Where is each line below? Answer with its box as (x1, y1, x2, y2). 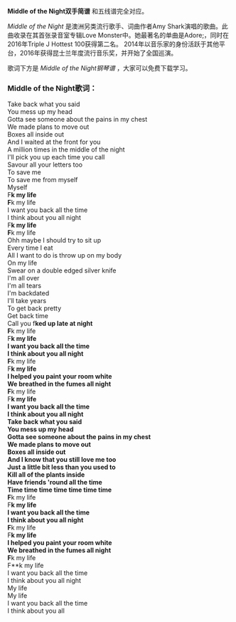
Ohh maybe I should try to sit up (7, 236, 102, 245)
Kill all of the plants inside (7, 470, 85, 479)
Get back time (7, 312, 48, 320)
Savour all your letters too (7, 160, 83, 169)
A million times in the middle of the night (7, 145, 126, 154)
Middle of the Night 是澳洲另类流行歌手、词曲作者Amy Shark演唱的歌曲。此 (7, 22, 229, 31)
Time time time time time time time (7, 485, 112, 494)
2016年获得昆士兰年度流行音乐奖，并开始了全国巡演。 (19, 49, 178, 57)
